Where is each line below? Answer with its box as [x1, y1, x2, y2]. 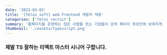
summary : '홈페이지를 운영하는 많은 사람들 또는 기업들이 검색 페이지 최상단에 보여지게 [5, 21, 162, 27]
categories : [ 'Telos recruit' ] [5, 17, 71, 22]
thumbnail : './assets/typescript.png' [5, 26, 87, 31]
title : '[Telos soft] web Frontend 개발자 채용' [5, 12, 104, 17]
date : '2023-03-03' [5, 7, 46, 13]
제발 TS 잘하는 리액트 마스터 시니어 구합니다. [5, 44, 107, 51]
